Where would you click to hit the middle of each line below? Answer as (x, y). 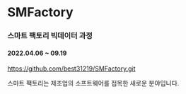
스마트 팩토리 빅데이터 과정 (50, 36)
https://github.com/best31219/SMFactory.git (71, 69)
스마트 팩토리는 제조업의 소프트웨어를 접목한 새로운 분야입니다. (93, 83)
